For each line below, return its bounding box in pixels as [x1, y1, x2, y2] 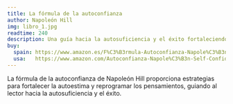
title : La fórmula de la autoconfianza [7, 10, 123, 17]
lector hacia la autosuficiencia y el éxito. [7, 89, 122, 97]
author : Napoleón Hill [7, 17, 73, 24]
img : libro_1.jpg [7, 23, 58, 30]
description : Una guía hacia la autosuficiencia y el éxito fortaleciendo [7, 36, 228, 43]
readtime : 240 [7, 29, 49, 37]
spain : [13, 49, 33, 56]
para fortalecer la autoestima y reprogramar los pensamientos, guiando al [7, 81, 217, 90]
